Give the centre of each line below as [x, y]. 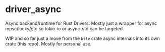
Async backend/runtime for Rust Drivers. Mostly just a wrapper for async [81, 23]
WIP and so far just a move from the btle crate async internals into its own [82, 38]
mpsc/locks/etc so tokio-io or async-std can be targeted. [65, 28]
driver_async [33, 9]
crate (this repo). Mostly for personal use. [48, 43]
